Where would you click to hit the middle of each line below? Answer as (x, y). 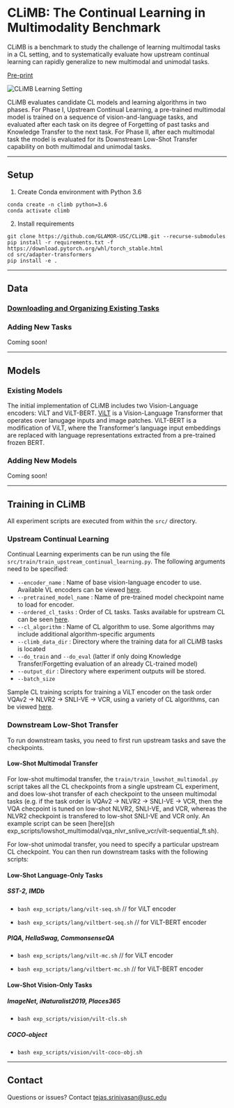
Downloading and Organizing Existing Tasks (84, 309)
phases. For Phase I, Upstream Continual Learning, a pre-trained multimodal (116, 109)
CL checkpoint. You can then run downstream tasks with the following (108, 852)
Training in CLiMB (46, 504)
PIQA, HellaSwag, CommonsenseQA (61, 938)
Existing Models (35, 390)
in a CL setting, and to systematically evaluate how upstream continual (108, 54)
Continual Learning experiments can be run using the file (89, 554)
